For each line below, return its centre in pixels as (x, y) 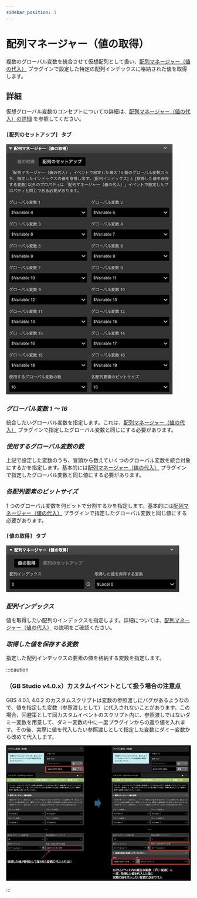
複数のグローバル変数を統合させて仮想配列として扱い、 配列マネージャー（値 (98, 61)
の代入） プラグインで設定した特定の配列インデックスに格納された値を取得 (97, 69)
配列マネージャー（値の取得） (78, 44)
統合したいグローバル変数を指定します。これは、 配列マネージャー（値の (93, 422)
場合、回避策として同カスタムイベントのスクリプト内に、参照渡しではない (96, 715)
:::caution (18, 670)
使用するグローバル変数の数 (45, 446)
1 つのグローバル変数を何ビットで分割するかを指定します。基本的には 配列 (95, 505)
